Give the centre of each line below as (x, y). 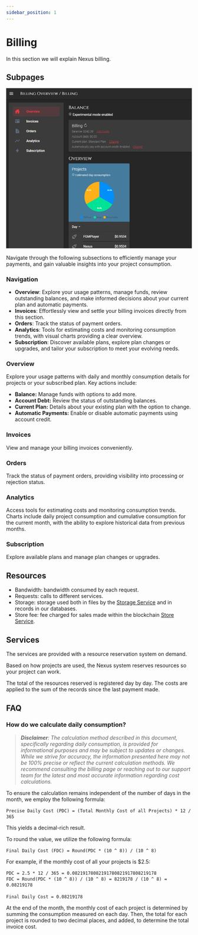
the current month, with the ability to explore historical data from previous (95, 523)
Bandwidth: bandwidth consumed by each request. (77, 590)
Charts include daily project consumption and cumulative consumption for (96, 516)
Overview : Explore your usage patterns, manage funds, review (91, 292)
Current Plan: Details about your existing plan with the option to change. (103, 407)
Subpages (25, 77)
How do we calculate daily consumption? (66, 725)
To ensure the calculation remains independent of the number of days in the (98, 793)
